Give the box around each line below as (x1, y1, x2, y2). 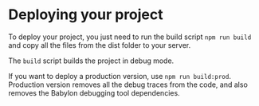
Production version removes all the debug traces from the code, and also (8, 80, 249, 89)
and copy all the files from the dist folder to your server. (8, 40, 191, 49)
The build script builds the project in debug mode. (8, 56, 175, 65)
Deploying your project (8, 6, 163, 24)
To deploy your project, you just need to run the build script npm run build (8, 32, 252, 41)
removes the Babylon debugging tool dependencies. (8, 88, 181, 97)
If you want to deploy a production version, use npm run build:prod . (8, 71, 231, 80)
